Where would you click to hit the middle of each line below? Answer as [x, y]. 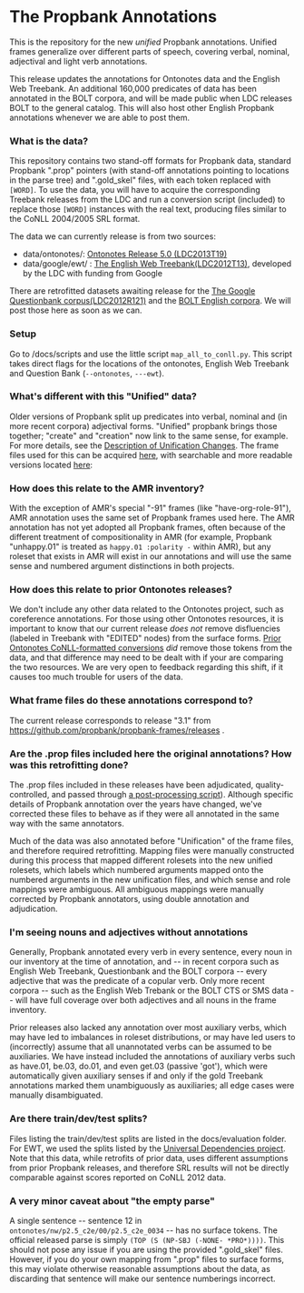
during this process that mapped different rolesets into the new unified [142, 860]
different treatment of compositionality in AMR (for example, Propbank [141, 537]
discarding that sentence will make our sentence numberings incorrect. [142, 1278]
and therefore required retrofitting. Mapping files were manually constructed [152, 851]
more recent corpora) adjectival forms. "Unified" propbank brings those [143, 426]
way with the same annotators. [67, 824]
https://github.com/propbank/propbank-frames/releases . [117, 730]
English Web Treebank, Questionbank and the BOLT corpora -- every [138, 971]
